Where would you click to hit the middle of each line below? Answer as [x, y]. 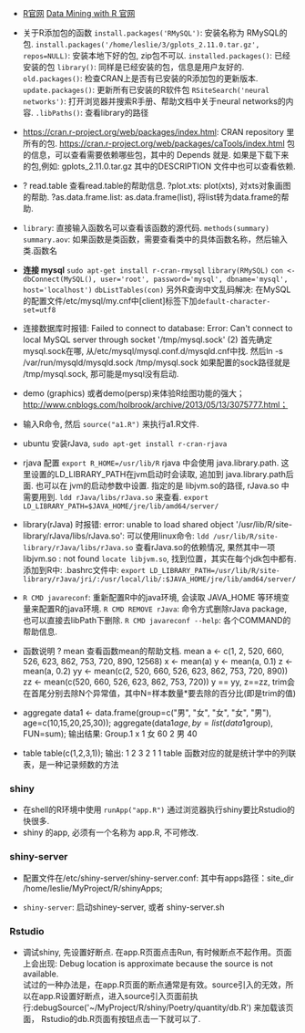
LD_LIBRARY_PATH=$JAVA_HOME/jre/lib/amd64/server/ [121, 506]
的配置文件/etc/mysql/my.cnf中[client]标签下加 [110, 301]
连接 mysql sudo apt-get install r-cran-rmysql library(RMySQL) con [153, 270]
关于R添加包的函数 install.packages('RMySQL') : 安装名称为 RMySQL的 [155, 33]
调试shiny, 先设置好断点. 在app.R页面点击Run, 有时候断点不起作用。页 [153, 952]
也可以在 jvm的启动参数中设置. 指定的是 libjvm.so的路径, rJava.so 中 [162, 485]
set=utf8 [39, 310]
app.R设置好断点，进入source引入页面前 [115, 996]
